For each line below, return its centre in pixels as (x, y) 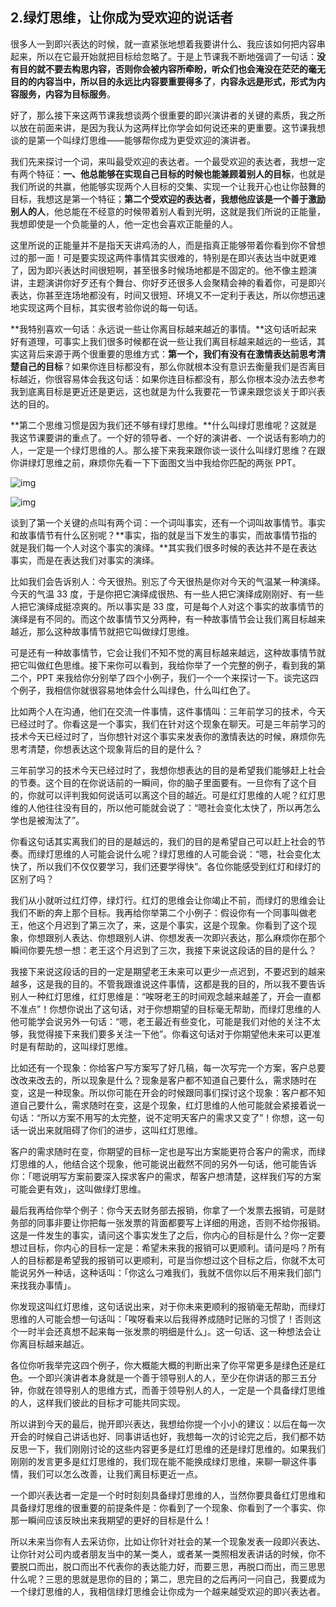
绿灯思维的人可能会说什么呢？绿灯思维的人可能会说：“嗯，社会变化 (174, 854)
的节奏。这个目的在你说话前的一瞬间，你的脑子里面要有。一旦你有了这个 (159, 782)
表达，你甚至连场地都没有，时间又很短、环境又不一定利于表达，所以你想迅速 (168, 295)
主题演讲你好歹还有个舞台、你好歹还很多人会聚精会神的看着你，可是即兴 (176, 282)
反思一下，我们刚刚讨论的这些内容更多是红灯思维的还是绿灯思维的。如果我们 (168, 1449)
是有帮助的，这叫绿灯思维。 (75, 1046)
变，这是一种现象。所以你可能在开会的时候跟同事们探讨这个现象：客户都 (159, 1092)
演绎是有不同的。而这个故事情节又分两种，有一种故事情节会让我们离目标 (159, 619)
